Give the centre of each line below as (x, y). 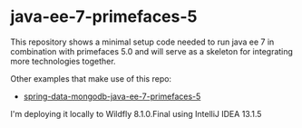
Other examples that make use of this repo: (91, 78)
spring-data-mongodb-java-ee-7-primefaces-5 (112, 96)
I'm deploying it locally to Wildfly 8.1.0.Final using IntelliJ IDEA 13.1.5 (136, 113)
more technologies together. (63, 61)
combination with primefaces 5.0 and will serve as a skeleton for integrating (152, 51)
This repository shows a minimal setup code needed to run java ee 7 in (142, 42)
